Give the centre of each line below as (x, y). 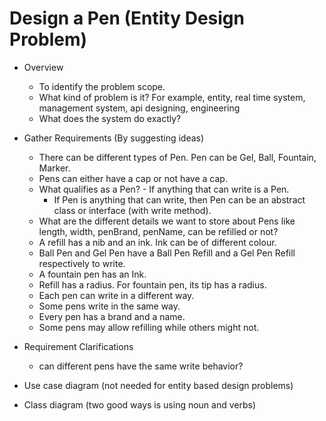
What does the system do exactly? (110, 118)
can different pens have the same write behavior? (141, 366)
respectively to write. (82, 263)
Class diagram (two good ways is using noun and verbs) (140, 404)
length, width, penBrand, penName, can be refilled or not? (158, 231)
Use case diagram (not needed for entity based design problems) (158, 385)
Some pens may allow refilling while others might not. (149, 327)
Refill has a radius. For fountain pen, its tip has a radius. (152, 284)
